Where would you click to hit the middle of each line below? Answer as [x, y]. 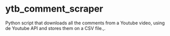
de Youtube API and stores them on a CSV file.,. [55, 28]
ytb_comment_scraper [54, 9]
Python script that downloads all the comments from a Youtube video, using [85, 23]
